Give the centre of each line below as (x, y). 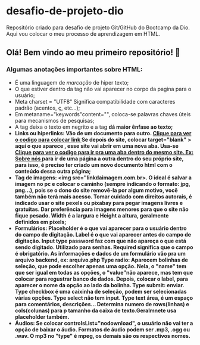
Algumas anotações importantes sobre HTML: (74, 70)
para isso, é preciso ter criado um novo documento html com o (93, 164)
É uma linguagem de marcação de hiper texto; (72, 82)
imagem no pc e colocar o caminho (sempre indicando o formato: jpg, (102, 184)
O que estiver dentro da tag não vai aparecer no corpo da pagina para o (103, 89)
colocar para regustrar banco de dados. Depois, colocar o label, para (101, 279)
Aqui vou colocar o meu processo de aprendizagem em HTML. (83, 33)
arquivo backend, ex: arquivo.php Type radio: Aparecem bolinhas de (101, 260)
